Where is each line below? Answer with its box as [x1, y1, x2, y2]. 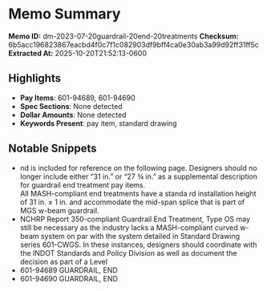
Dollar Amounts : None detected [19, 110, 127, 119]
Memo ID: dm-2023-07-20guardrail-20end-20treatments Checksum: [8, 31, 239, 41]
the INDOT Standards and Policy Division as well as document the [19, 248, 237, 257]
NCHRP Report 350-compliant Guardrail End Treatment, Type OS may [19, 214, 251, 224]
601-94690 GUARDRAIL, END [19, 273, 119, 283]
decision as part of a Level [19, 257, 108, 266]
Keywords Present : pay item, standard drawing [19, 118, 178, 128]
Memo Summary [8, 5, 121, 23]
